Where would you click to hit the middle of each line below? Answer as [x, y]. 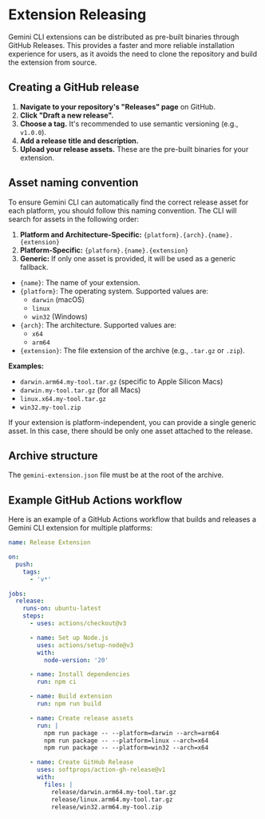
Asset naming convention [73, 183]
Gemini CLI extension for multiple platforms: [81, 528]
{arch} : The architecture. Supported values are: [98, 324]
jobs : [17, 594]
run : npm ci [57, 682]
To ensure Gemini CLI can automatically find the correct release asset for [129, 202]
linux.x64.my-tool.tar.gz [63, 399]
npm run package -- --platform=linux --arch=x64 [126, 741]
